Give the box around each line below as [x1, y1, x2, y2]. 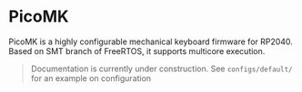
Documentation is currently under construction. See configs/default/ [30, 63, 293, 74]
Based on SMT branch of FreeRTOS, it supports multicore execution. [8, 45, 266, 56]
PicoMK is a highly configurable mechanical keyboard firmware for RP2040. [8, 36, 293, 47]
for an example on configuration [30, 72, 152, 83]
